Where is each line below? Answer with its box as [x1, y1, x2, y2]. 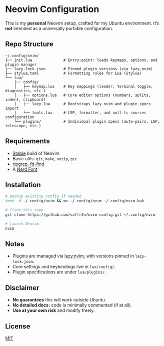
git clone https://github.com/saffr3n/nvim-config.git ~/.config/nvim [5, 212, 155, 217]
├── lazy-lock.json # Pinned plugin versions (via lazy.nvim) [5, 66, 153, 71]
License [5, 322, 30, 330]
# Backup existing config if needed [5, 194, 81, 199]
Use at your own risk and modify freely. [12, 307, 95, 313]
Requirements [5, 137, 50, 146]
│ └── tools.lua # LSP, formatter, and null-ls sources [14, 110, 146, 115]
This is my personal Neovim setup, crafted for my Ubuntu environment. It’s [5, 20, 159, 26]
